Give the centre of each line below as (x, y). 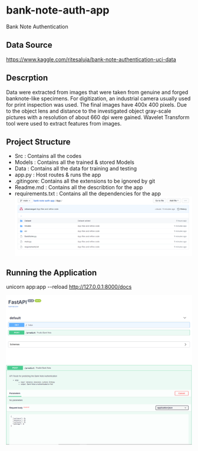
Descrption (27, 78)
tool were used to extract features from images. (64, 123)
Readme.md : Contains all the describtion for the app (79, 187)
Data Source (29, 45)
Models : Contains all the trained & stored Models (74, 162)
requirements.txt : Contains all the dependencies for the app (88, 194)
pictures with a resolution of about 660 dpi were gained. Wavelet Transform (98, 117)
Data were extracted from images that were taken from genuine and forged (97, 92)
